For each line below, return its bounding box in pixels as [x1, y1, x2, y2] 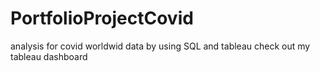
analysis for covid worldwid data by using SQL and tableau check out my [10, 40, 311, 52]
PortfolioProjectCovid [10, 7, 194, 30]
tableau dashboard [10, 50, 88, 62]
